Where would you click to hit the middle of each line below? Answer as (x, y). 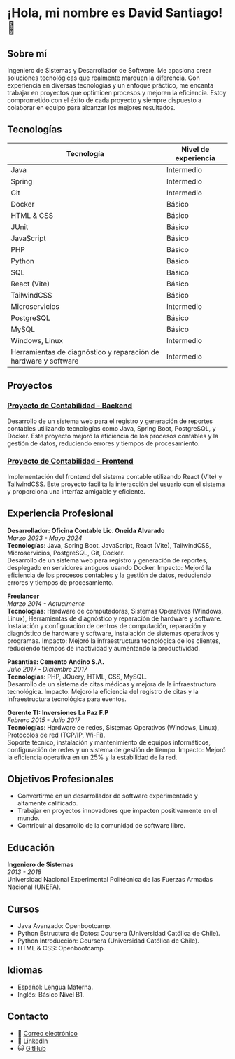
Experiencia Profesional (60, 514)
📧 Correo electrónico (48, 1033)
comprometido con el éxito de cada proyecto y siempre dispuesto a (105, 100)
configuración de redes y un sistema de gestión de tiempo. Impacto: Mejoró (116, 749)
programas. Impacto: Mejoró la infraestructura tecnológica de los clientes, (114, 641)
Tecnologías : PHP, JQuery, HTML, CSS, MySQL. (77, 677)
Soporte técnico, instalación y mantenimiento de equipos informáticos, (109, 742)
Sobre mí (27, 54)
